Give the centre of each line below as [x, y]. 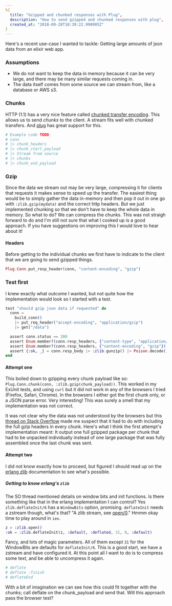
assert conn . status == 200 [39, 336]
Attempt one [19, 367]
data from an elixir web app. [35, 49]
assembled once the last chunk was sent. [49, 443]
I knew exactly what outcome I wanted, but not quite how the [70, 293]
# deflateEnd [19, 577]
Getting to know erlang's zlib [37, 483]
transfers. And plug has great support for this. [54, 125]
